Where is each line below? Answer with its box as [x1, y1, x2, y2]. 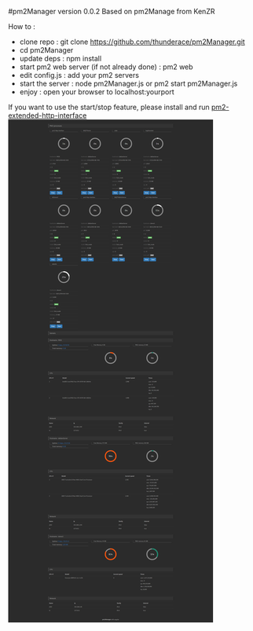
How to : [8, 22, 35, 31]
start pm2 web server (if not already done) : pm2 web [19, 62, 194, 72]
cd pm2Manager [19, 46, 74, 54]
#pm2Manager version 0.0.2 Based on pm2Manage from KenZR [8, 7, 215, 16]
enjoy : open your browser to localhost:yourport [19, 87, 174, 97]
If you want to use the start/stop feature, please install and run [8, 102, 210, 112]
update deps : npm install [19, 54, 102, 63]
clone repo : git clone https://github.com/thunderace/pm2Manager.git [19, 37, 245, 46]
